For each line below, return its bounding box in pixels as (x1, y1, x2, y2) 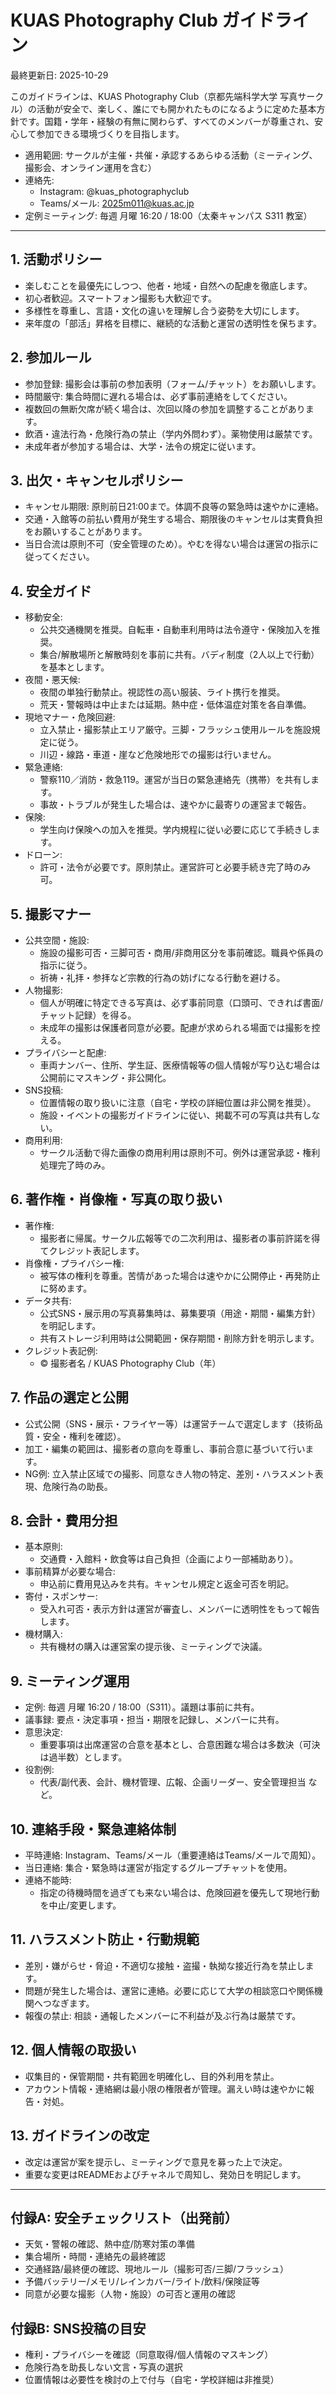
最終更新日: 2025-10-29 (10, 69, 109, 81)
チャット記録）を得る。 (39, 1009, 137, 1021)
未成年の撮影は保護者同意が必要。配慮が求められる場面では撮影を (39, 1022, 312, 1033)
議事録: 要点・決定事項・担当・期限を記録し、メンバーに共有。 (24, 1714, 285, 1726)
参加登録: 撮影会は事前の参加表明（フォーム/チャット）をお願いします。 (24, 377, 322, 390)
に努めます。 (39, 1282, 93, 1294)
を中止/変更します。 (39, 1899, 122, 1911)
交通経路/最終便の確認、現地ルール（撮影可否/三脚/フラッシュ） (24, 2263, 289, 2275)
